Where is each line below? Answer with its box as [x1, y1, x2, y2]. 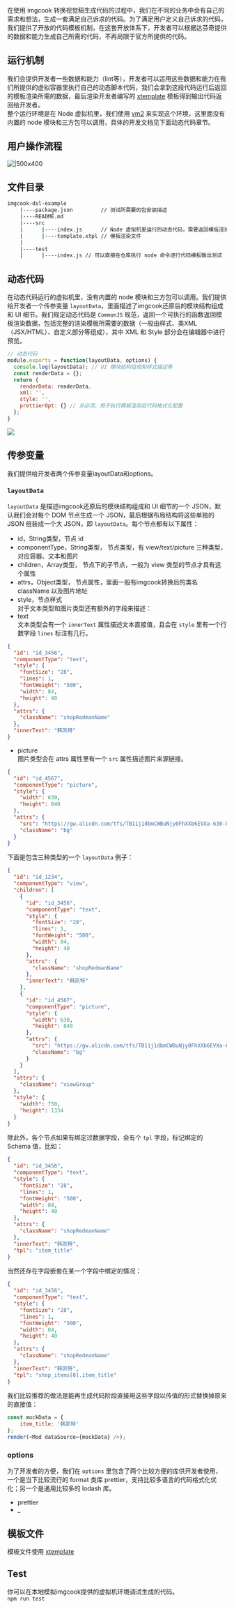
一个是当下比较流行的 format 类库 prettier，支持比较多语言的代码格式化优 [7, 1476, 217, 1484]
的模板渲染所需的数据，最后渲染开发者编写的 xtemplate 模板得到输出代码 [7, 91, 217, 100]
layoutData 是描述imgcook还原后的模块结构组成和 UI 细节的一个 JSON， [7, 501, 215, 511]
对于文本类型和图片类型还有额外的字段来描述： [17, 604, 152, 612]
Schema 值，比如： [7, 1142, 63, 1151]
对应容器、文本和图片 [17, 552, 79, 560]
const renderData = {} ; [13, 370, 82, 377]
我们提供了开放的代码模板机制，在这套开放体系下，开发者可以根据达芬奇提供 [7, 24, 227, 31]
